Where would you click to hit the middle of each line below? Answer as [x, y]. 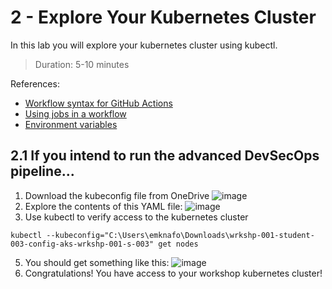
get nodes [178, 244]
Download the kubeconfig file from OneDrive [117, 195]
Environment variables [71, 124]
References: [35, 83]
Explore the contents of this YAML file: [103, 206]
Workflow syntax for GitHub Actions [98, 103]
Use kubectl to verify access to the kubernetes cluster [136, 217]
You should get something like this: [97, 262]
